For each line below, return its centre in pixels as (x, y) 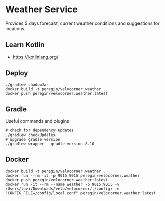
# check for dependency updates (39, 130)
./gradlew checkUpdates (31, 135)
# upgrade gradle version (33, 140)
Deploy (17, 73)
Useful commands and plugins (37, 121)
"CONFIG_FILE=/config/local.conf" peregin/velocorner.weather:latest (81, 193)
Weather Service (42, 9)
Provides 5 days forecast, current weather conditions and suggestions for (82, 23)
